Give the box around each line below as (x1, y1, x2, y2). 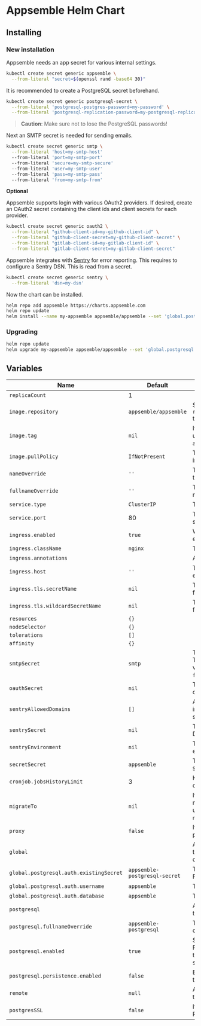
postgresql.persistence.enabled (9, 972, 102, 979)
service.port (9, 514, 47, 521)
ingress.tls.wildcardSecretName (9, 602, 102, 609)
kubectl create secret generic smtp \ (6, 143, 103, 149)
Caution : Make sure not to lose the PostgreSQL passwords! (20, 120, 167, 127)
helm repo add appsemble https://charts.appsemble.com (6, 303, 146, 309)
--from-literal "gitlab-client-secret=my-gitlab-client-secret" (11, 246, 175, 252)
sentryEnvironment (9, 744, 62, 750)
